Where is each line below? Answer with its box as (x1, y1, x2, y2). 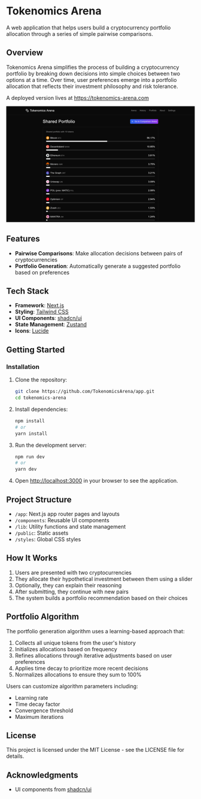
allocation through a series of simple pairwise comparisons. (6, 30, 154, 37)
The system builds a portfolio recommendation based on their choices (14, 594, 188, 602)
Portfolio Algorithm (6, 612, 80, 622)
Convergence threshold (14, 707, 74, 714)
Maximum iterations (14, 713, 64, 720)
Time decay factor (14, 700, 60, 707)
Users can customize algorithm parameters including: (6, 682, 139, 690)
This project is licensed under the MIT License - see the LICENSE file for (6, 746, 184, 754)
